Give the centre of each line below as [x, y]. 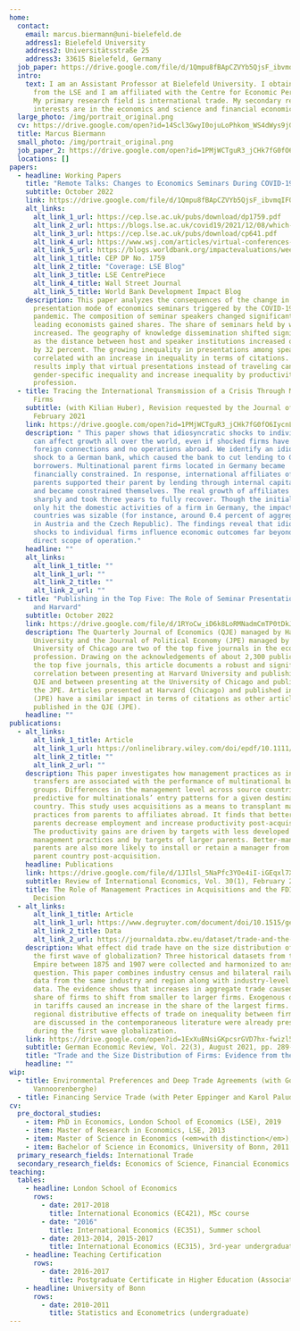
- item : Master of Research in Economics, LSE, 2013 [125, 1131]
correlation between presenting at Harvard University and [145, 674]
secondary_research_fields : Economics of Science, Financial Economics [154, 1164]
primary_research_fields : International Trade [105, 1155]
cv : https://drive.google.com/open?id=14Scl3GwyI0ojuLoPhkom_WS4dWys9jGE [157, 126]
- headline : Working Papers [70, 175]
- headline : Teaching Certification [94, 1255]
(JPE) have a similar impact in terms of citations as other [149, 699]
